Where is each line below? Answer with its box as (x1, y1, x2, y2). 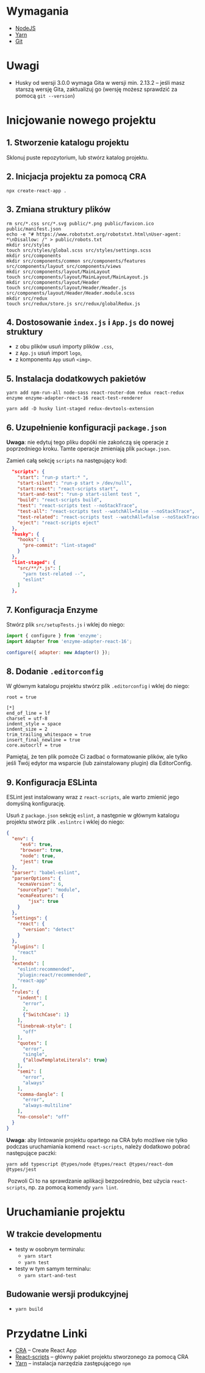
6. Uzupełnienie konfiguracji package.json (6, 422, 167, 433)
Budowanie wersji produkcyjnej (6, 1289, 129, 1300)
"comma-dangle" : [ (17, 1091, 64, 1097)
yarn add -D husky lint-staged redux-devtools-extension (6, 406, 154, 412)
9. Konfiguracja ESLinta (6, 777, 98, 788)
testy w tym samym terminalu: (15, 1265, 92, 1272)
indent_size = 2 (6, 726, 48, 733)
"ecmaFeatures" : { (17, 893, 64, 899)
